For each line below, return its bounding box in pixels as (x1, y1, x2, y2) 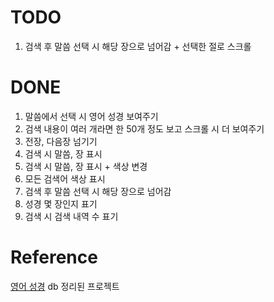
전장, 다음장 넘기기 (24, 135, 98, 147)
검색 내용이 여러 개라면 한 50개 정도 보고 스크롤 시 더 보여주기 (24, 122, 265, 135)
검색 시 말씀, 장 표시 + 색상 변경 (24, 160, 148, 172)
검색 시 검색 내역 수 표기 (24, 210, 119, 222)
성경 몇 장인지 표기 (24, 197, 98, 210)
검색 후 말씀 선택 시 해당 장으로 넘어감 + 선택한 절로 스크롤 (24, 40, 252, 52)
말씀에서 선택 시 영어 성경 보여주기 (24, 110, 159, 122)
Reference (10, 246, 98, 269)
